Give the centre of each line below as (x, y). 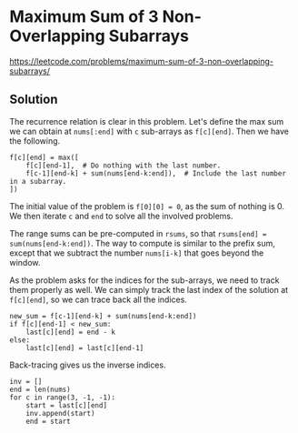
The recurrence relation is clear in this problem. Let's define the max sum (147, 121)
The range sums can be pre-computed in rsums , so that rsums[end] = (138, 233)
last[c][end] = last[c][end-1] (85, 347)
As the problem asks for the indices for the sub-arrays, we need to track (144, 280)
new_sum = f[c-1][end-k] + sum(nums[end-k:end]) (103, 316)
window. (25, 262)
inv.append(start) (60, 413)
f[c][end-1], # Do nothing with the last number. (124, 166)
